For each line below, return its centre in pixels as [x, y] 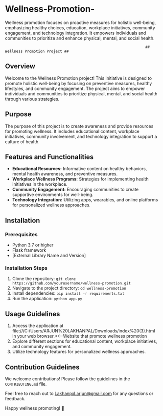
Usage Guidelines [33, 314]
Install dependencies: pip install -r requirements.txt [68, 293]
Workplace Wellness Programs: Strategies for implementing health [80, 179]
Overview [20, 66]
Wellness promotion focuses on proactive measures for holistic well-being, [81, 22]
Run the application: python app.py [47, 299]
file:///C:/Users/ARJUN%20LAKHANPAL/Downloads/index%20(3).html [83, 331]
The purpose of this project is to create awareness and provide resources [79, 126]
